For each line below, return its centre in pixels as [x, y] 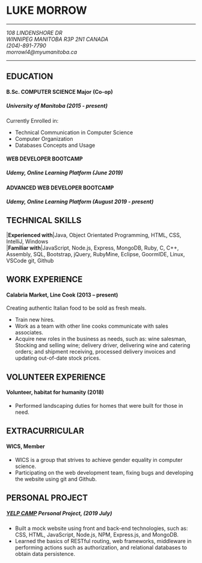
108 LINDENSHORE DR [34, 32]
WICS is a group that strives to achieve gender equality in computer [99, 460]
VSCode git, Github [30, 260]
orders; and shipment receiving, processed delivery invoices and [95, 352]
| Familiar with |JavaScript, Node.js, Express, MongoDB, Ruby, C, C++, [93, 248]
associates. [29, 333]
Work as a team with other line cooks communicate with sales [91, 326]
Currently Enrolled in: [32, 120]
